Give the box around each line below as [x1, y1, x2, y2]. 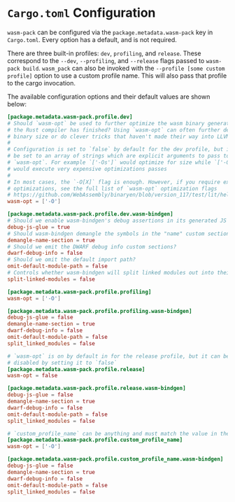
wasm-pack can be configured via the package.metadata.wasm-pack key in [7, 28, 213, 36]
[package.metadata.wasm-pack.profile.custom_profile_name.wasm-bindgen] [7, 456, 224, 463]
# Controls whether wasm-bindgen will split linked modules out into [7, 270, 215, 277]
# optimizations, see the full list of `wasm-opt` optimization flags [7, 185, 218, 192]
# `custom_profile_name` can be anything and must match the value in [7, 430, 218, 437]
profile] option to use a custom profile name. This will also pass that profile [7, 71, 227, 80]
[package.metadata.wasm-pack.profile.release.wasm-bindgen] [7, 385, 187, 392]
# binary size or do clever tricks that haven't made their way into [7, 133, 215, 140]
